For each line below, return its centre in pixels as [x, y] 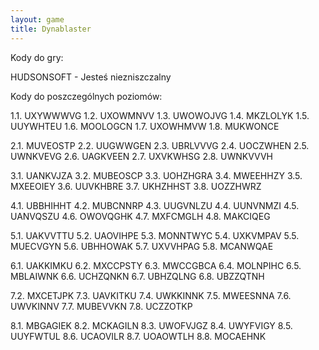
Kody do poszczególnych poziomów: [86, 96]
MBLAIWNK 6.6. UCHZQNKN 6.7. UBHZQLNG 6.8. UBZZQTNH [137, 276]
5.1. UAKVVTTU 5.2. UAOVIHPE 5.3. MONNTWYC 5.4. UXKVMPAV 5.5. [155, 235]
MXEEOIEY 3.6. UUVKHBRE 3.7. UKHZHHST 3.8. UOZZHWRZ [136, 186]
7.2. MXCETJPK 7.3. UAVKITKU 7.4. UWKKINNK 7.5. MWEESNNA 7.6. [151, 295]
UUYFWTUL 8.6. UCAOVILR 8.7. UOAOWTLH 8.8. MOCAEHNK [138, 336]
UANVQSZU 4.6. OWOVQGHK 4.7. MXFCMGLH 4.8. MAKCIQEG [140, 216]
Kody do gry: [37, 57]
